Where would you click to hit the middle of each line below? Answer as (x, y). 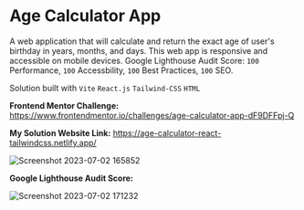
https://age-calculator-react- (167, 132)
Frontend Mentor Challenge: (64, 105)
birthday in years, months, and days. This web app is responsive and (139, 50)
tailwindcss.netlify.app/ (53, 142)
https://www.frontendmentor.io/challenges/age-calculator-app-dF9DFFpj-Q (152, 115)
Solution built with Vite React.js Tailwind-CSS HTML (105, 88)
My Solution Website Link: (60, 132)
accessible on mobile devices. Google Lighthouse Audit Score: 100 (135, 60)
